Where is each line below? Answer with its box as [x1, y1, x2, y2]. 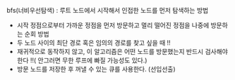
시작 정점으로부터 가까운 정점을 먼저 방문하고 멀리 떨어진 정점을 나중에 [16, 21, 210, 29]
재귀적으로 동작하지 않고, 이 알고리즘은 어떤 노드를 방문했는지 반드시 [16, 48, 204, 55]
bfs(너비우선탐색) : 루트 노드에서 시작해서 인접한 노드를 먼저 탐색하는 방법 [6, 6, 209, 14]
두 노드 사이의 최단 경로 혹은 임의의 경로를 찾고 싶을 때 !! [16, 39, 171, 47]
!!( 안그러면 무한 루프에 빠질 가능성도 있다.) [30, 56, 147, 65]
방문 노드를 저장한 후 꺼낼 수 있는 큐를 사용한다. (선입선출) [16, 65, 176, 73]
